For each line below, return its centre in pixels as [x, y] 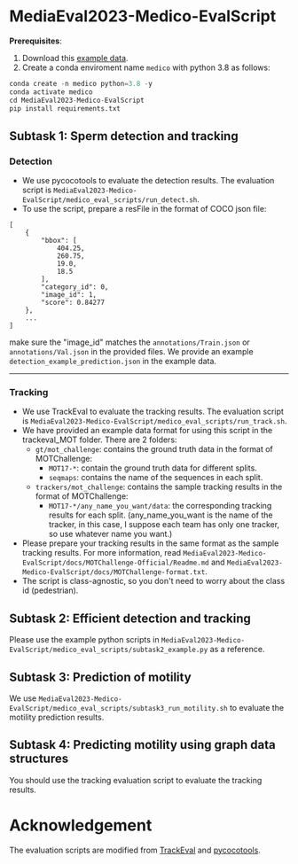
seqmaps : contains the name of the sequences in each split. [156, 478]
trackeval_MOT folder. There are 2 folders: [99, 440]
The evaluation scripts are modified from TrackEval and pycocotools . [135, 850]
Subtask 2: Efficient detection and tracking [130, 618]
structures [39, 759]
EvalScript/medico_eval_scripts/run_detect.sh [110, 200]
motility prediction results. [57, 717]
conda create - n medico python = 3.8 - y [81, 83]
